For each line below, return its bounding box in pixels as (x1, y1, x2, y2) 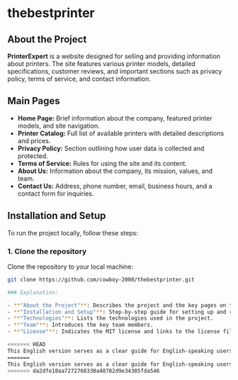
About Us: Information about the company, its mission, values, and (17, 167, 213, 175)
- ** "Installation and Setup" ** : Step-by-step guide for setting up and (7, 308, 227, 315)
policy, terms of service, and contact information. (7, 74, 151, 83)
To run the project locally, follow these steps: (7, 228, 138, 237)
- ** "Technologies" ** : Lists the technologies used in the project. (7, 315, 214, 322)
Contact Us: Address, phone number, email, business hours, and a (17, 181, 212, 190)
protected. (17, 151, 48, 160)
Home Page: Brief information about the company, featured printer (17, 113, 212, 122)
